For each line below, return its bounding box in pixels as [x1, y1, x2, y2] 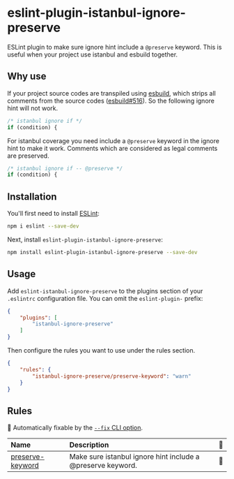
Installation [7, 191, 57, 202]
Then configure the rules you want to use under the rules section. [7, 346, 196, 354]
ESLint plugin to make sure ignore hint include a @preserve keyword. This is [7, 43, 222, 51]
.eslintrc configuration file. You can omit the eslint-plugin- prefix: [7, 294, 203, 302]
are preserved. [7, 152, 50, 160]
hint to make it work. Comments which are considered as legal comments [7, 144, 218, 152]
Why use [7, 71, 47, 82]
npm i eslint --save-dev [7, 223, 79, 230]
